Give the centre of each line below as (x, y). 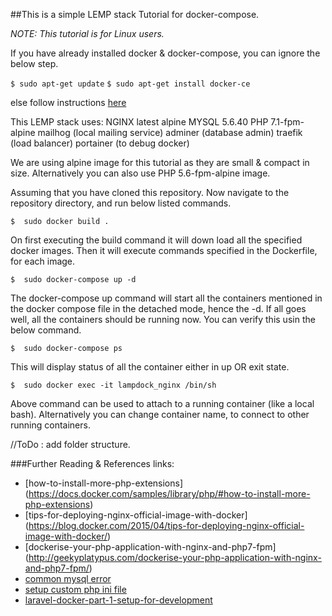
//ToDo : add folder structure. (70, 444)
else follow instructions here (68, 102)
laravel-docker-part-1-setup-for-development (118, 600)
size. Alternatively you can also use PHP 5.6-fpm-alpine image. (140, 173)
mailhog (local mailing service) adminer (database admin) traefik (170, 132)
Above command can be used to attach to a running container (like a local (162, 403)
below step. (34, 63)
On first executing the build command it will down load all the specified (156, 240)
